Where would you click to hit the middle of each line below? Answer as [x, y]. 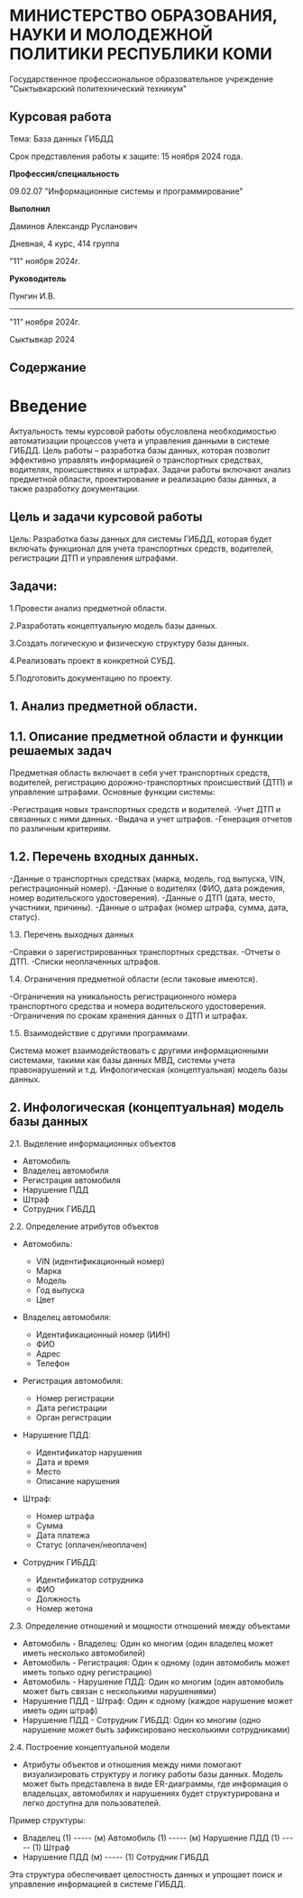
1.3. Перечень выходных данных [72, 934]
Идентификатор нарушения [89, 1452]
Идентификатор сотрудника [90, 1580]
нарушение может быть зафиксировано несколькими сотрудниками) [156, 1729]
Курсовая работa [61, 117]
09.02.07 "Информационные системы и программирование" [126, 191]
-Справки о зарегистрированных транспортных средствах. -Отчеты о [145, 951]
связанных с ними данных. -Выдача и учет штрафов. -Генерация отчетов [151, 819]
